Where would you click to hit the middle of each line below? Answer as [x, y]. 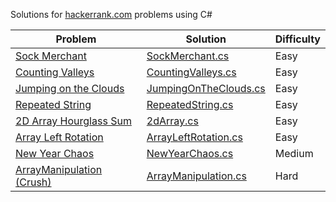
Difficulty [297, 39]
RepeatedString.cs [190, 104]
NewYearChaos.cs [190, 153]
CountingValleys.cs [191, 72]
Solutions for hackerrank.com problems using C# [111, 14]
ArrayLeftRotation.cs [194, 137]
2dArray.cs [172, 121]
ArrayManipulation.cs [196, 176]
